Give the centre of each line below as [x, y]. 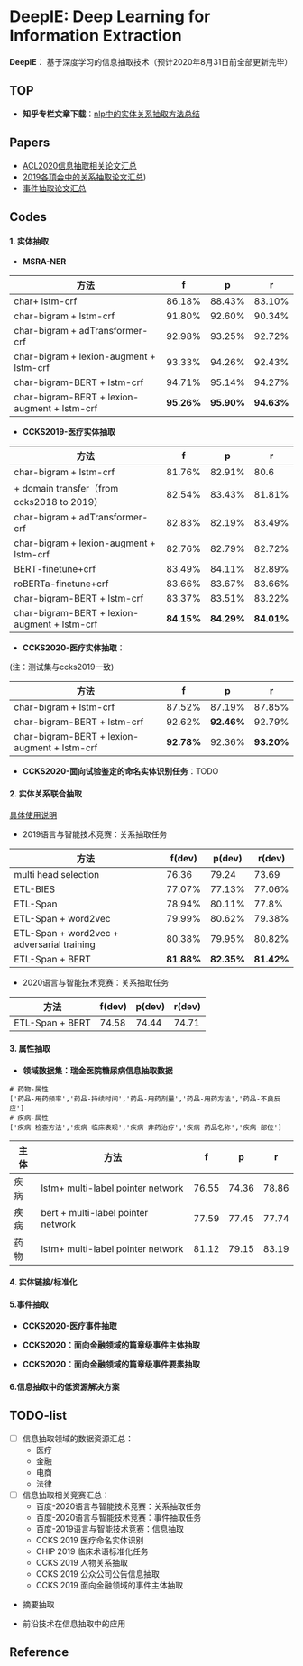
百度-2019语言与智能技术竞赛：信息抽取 [110, 1528]
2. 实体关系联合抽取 [46, 793]
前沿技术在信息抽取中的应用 [74, 1623]
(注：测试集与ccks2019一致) [62, 667]
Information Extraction [96, 36]
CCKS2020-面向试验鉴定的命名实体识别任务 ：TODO [120, 771]
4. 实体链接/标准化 [43, 1282]
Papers [30, 143]
